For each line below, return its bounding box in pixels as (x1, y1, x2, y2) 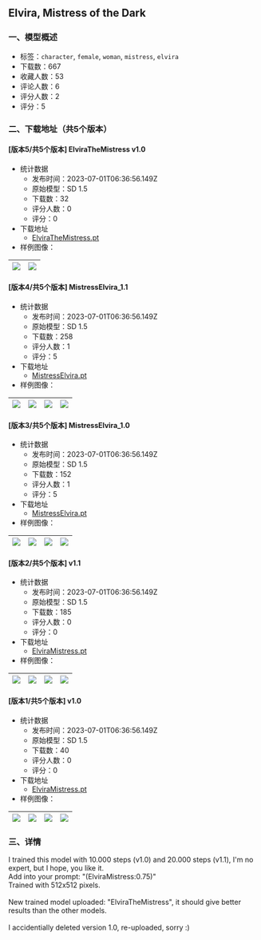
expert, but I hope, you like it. (8, 863, 105, 873)
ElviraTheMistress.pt (31, 232, 100, 242)
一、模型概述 (8, 32, 58, 43)
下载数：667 (19, 61, 61, 71)
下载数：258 (31, 331, 73, 342)
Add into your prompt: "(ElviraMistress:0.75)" (8, 871, 156, 881)
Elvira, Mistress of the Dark (8, 6, 146, 20)
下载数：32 (31, 193, 69, 203)
